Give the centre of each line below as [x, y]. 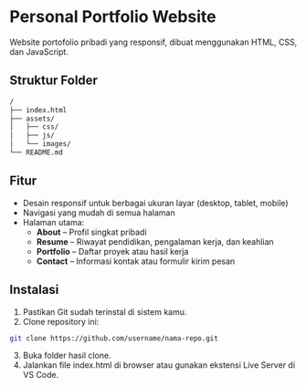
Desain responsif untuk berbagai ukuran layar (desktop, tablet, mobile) [156, 203]
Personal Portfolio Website [113, 17]
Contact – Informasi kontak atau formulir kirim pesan [136, 261]
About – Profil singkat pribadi [92, 232]
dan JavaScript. [39, 51]
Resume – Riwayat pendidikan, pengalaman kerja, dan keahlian [155, 241]
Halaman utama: [53, 222]
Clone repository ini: [61, 321]
